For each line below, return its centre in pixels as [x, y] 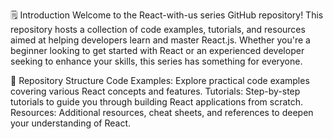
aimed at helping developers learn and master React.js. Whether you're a [160, 40]
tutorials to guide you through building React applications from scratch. [157, 102]
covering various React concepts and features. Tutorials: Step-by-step [155, 91]
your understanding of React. [71, 123]
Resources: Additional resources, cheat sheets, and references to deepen [162, 112]
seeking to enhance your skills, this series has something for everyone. [156, 61]
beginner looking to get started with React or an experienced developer [157, 50]
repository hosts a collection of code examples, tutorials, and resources [158, 29]
